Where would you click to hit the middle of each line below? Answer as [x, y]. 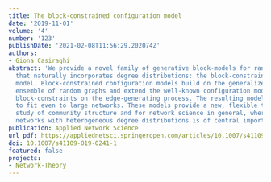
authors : [23, 53]
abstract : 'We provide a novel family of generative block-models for [129, 68]
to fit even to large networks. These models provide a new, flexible [137, 105]
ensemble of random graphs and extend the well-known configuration [133, 91]
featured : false [35, 151]
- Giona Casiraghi [39, 61]
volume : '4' [28, 31]
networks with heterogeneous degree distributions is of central [128, 121]
